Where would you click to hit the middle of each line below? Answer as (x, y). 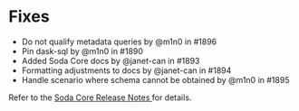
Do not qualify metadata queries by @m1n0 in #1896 (119, 42)
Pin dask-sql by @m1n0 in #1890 (82, 51)
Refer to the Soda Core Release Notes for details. (100, 97)
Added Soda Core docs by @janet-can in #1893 (111, 60)
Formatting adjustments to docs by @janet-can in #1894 (126, 70)
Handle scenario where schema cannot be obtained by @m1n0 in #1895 (155, 79)
